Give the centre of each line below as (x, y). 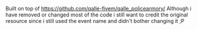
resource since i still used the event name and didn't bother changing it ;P (95, 21)
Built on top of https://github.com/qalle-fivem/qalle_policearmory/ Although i (98, 9)
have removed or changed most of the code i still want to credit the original (97, 15)
